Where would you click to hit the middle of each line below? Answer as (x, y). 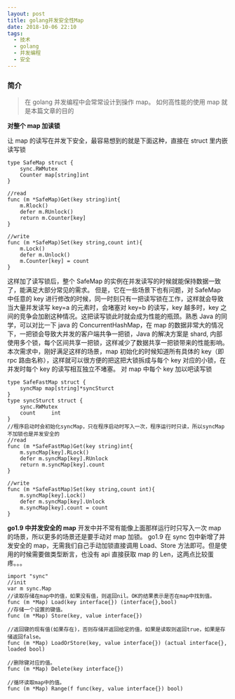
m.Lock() (33, 249)
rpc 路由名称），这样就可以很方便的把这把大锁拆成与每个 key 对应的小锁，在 (116, 360)
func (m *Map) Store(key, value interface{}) (75, 616)
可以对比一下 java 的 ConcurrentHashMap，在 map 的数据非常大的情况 (121, 325)
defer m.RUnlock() (47, 212)
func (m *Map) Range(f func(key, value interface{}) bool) (95, 689)
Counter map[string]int (55, 175)
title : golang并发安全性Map (46, 20)
